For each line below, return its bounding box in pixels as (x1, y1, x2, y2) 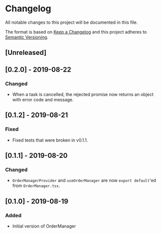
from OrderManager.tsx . (12, 183, 60, 188)
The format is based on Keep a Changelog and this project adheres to (5, 29, 147, 35)
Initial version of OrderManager (12, 223, 76, 229)
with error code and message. (12, 97, 74, 103)
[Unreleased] (5, 48, 47, 57)
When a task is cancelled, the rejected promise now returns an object (12, 92, 154, 97)
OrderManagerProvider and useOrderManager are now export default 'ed (12, 178, 157, 184)
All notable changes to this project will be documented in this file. (5, 19, 138, 25)
